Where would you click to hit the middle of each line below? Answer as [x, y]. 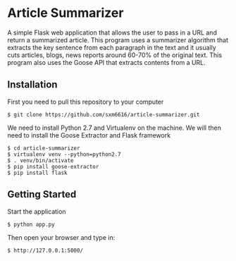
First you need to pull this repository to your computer [86, 102]
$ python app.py [31, 224]
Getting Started [42, 194]
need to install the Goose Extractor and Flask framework [89, 135]
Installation [32, 85]
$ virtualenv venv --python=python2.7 [64, 154]
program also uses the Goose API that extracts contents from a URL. [106, 62]
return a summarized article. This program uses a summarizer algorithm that [118, 40]
